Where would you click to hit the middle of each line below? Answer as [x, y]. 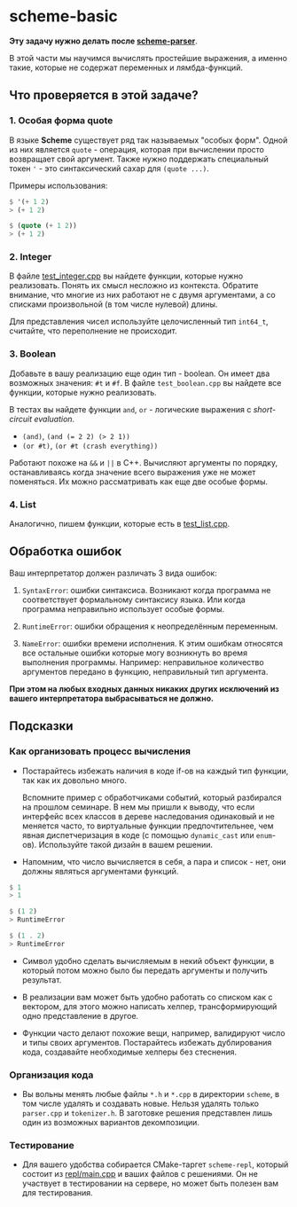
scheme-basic [63, 16]
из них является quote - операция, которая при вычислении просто [137, 149]
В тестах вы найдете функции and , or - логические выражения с [130, 409]
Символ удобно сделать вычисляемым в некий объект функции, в [148, 960]
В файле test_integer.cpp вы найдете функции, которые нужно [126, 276]
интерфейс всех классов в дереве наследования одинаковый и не [148, 816]
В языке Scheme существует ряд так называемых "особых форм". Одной [148, 140]
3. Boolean [32, 354]
